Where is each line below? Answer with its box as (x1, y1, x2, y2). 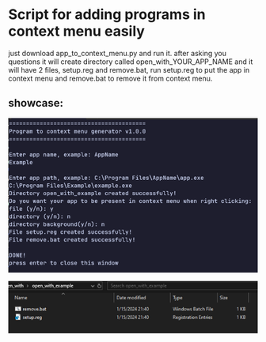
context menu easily (8, 22, 145, 40)
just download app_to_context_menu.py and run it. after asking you (8, 48, 227, 58)
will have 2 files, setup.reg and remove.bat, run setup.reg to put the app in (8, 65, 250, 74)
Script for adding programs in (8, 6, 206, 24)
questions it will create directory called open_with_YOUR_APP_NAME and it (8, 57, 253, 66)
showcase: (8, 96, 64, 110)
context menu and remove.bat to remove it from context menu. (8, 73, 213, 83)
